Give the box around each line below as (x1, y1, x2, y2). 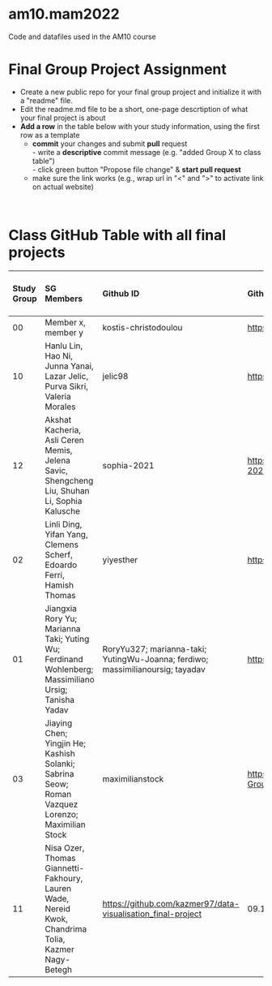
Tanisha (44, 694, 75, 705)
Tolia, (44, 933, 66, 945)
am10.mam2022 (8, 5, 120, 24)
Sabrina (44, 768, 74, 779)
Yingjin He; (44, 738, 87, 749)
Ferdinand (44, 653, 83, 665)
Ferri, (44, 569, 65, 580)
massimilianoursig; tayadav (102, 663, 206, 674)
